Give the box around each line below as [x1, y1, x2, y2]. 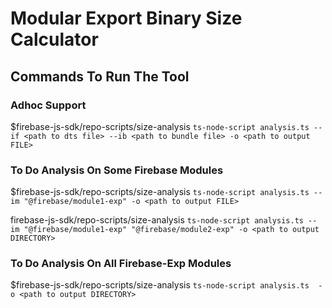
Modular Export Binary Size [10, 7, 243, 30]
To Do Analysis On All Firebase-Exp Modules [10, 257, 232, 271]
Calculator [10, 28, 99, 51]
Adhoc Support [10, 98, 87, 112]
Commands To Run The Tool [10, 68, 190, 85]
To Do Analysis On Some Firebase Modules [10, 163, 224, 177]
